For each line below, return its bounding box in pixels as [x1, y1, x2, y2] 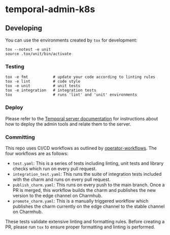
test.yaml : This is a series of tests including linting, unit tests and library [12, 160, 164, 166]
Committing [5, 133, 36, 140]
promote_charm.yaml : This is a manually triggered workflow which [12, 198, 149, 204]
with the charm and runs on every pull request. [12, 176, 111, 182]
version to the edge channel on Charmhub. [12, 192, 103, 199]
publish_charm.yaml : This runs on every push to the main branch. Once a [12, 181, 165, 188]
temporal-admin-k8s [5, 4, 95, 15]
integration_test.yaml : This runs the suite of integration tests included [12, 171, 162, 177]
